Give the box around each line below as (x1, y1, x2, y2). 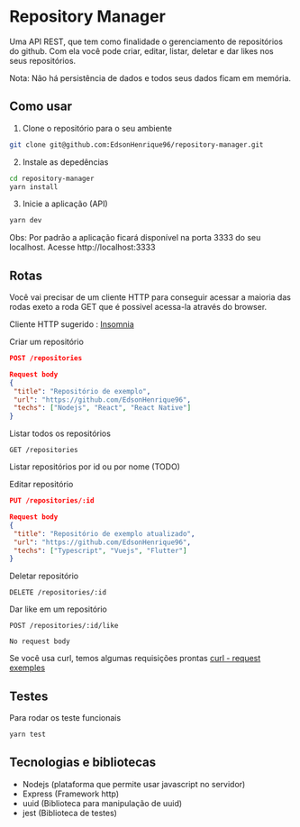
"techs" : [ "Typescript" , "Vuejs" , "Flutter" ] (13, 546, 187, 555)
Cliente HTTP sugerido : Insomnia (9, 319, 135, 330)
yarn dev (9, 216, 42, 225)
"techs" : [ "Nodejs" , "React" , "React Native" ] (13, 404, 192, 413)
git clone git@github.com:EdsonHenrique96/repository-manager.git (9, 140, 264, 150)
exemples (9, 662, 46, 673)
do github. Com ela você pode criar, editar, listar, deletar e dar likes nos (9, 45, 274, 56)
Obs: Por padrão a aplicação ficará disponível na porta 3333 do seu (9, 232, 261, 243)
